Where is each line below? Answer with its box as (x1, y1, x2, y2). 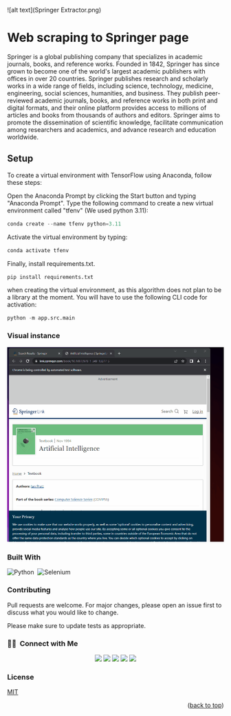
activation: (7, 300, 37, 309)
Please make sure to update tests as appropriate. (7, 621, 146, 629)
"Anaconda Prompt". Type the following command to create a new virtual (7, 199, 214, 207)
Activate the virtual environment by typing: (7, 233, 128, 241)
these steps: (7, 178, 43, 186)
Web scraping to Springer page (7, 30, 189, 45)
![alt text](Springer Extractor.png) (7, 6, 102, 14)
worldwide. (7, 133, 39, 141)
